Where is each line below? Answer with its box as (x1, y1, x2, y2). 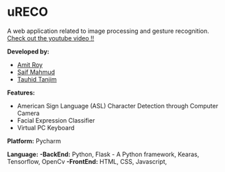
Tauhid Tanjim (16, 75, 57, 83)
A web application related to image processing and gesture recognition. (7, 27, 209, 35)
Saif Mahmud (16, 68, 56, 76)
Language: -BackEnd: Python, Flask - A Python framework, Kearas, (7, 150, 200, 158)
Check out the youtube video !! (7, 34, 95, 42)
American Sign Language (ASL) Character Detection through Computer (16, 101, 218, 110)
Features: (7, 88, 36, 97)
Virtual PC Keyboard (16, 123, 75, 132)
